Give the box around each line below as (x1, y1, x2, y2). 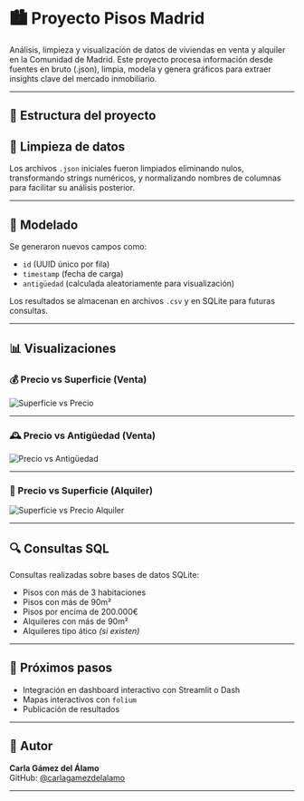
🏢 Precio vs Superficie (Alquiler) (9, 484, 154, 496)
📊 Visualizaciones (9, 341, 117, 357)
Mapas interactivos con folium (22, 694, 138, 705)
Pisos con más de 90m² (22, 597, 111, 608)
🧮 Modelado (9, 217, 79, 232)
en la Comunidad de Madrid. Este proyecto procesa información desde (9, 54, 273, 64)
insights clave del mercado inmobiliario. (9, 73, 157, 83)
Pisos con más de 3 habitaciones (22, 587, 147, 598)
